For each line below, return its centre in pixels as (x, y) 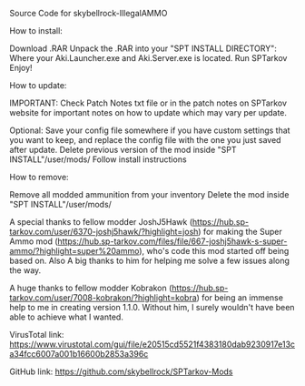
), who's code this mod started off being (214, 251)
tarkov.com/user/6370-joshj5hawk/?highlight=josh (104, 232)
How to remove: (39, 177)
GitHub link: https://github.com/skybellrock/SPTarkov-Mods (121, 371)
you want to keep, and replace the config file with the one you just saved (145, 140)
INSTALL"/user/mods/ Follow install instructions (98, 159)
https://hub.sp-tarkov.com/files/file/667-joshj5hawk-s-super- (172, 241)
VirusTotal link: (37, 335)
